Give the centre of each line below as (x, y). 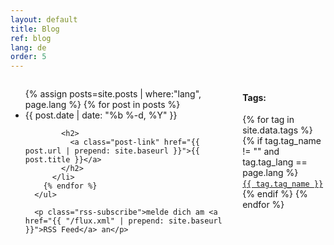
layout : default (44, 19)
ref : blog (31, 38)
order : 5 (28, 57)
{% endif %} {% (275, 194)
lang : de (28, 47)
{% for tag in (268, 120)
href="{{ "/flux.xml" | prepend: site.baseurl (123, 221)
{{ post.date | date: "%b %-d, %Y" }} (101, 115)
